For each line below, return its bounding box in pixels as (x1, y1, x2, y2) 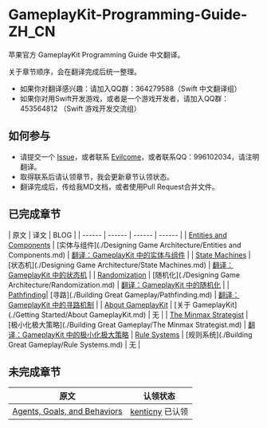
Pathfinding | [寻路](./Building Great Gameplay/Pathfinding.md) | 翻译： (8, 289, 240, 300)
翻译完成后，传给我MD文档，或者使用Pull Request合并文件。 (19, 182, 219, 191)
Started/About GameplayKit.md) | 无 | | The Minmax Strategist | (41, 309, 249, 320)
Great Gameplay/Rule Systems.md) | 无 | (8, 340, 141, 349)
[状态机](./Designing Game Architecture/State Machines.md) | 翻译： (8, 260, 234, 269)
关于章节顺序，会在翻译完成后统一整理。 (8, 66, 141, 77)
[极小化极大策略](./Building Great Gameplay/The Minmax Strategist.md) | (8, 320, 247, 329)
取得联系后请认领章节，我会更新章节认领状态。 (19, 171, 174, 181)
